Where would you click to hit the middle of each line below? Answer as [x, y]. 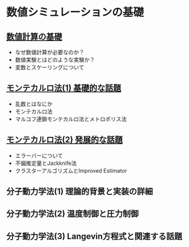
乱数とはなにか [34, 104]
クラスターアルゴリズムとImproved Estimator [71, 170]
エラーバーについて [39, 155]
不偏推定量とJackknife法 [46, 163]
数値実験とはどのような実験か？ [55, 60]
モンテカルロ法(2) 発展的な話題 [65, 140]
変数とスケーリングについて [50, 67]
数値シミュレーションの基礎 [75, 12]
